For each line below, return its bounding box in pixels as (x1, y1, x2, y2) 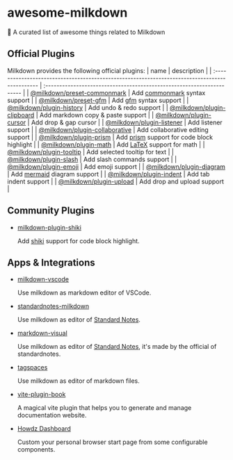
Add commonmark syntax (131, 88, 206, 97)
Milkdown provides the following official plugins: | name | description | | (7, 66, 212, 74)
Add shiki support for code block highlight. (17, 236, 140, 245)
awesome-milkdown (7, 5, 128, 21)
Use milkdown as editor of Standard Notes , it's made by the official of (17, 343, 217, 351)
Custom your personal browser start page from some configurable (17, 438, 208, 446)
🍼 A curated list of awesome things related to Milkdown (7, 28, 166, 36)
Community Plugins (7, 205, 95, 217)
